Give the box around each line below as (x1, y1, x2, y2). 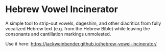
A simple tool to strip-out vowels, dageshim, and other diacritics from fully (5, 20, 161, 26)
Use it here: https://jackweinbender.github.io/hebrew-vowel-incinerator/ (5, 40, 157, 46)
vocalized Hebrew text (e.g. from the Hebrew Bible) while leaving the (5, 25, 150, 31)
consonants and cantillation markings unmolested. (5, 31, 111, 37)
